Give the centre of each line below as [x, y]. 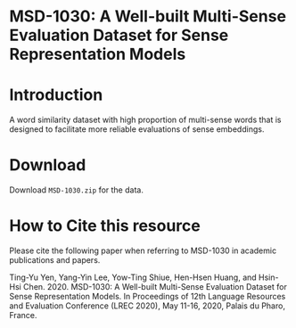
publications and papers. [55, 260]
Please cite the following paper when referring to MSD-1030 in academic [143, 250]
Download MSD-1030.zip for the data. [77, 190]
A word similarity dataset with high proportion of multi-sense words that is [145, 120]
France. [23, 315]
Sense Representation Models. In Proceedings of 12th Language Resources [148, 296]
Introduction [56, 95]
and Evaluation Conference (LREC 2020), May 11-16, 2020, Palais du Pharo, [147, 306]
